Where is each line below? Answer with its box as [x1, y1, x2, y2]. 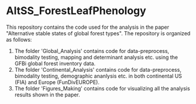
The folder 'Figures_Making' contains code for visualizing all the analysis [14, 85, 190, 92]
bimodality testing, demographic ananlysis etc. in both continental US [14, 72, 183, 79]
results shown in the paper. [14, 91, 80, 98]
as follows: [6, 36, 32, 43]
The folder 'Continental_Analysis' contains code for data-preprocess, [14, 66, 181, 73]
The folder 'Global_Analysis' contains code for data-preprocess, [14, 47, 170, 54]
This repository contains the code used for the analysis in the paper [6, 24, 170, 31]
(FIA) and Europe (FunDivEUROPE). [14, 78, 99, 86]
